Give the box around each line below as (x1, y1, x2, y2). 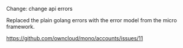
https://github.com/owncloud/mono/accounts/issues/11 (6, 35, 143, 41)
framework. (6, 23, 35, 30)
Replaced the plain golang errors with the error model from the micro (6, 17, 178, 23)
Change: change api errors (6, 5, 73, 12)
